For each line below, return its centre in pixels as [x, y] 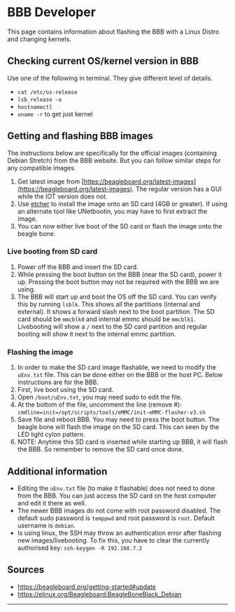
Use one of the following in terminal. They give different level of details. [110, 78]
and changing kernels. [40, 39]
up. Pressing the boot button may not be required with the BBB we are [118, 282]
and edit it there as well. [52, 503]
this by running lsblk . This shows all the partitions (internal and [109, 304]
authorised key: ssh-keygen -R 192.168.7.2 [80, 548]
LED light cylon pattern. [51, 435]
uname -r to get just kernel [55, 114]
